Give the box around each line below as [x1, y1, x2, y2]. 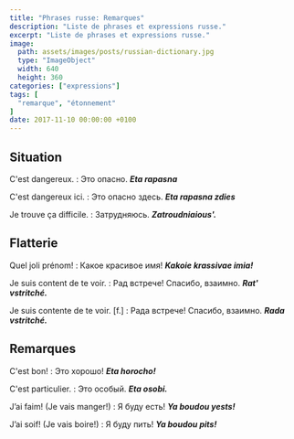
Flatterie [9, 235, 58, 252]
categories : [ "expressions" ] [9, 81, 121, 91]
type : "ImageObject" [17, 56, 96, 65]
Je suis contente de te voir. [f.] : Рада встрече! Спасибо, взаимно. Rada [9, 305, 285, 316]
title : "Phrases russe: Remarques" [9, 13, 145, 23]
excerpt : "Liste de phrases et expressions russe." [9, 30, 210, 39]
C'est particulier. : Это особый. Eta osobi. [9, 383, 168, 394]
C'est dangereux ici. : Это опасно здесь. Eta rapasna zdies [9, 191, 236, 202]
